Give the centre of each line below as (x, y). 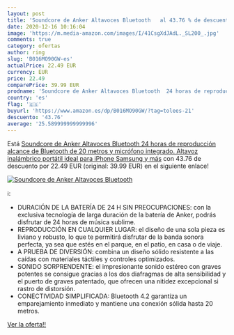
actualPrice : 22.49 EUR (42, 65)
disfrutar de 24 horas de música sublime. (76, 222)
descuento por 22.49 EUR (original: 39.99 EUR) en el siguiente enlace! (108, 166)
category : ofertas (34, 46)
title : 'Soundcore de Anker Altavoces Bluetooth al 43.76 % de (104, 20)
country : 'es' (28, 98)
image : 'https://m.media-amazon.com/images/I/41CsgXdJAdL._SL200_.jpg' (113, 33)
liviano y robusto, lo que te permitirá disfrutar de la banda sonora (110, 237)
